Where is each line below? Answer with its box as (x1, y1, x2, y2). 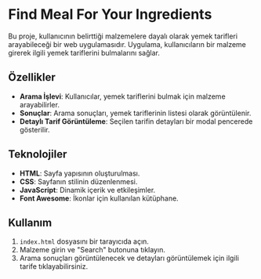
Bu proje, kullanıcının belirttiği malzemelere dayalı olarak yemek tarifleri (8, 31, 237, 41)
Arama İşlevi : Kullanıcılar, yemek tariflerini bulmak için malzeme (19, 92, 226, 101)
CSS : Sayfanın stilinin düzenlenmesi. (19, 176, 138, 186)
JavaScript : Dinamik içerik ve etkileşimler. (19, 185, 156, 194)
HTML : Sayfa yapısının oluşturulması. (19, 168, 140, 178)
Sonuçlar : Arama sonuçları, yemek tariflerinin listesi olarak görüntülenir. (19, 108, 252, 118)
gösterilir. (19, 125, 50, 134)
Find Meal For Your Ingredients (8, 5, 212, 24)
